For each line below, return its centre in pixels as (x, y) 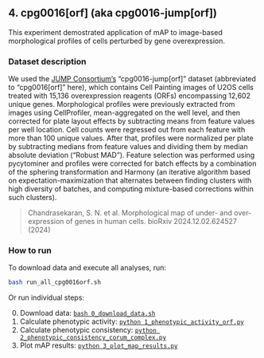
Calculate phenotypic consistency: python (88, 330)
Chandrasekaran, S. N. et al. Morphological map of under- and (130, 213)
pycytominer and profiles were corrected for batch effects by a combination (132, 163)
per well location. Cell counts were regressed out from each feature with (127, 130)
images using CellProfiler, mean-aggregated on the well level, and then (124, 113)
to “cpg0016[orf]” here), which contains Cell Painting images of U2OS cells (131, 88)
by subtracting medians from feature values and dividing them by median (128, 147)
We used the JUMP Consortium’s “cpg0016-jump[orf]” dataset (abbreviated (132, 79)
